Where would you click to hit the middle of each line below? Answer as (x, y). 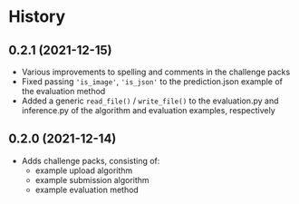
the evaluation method (63, 91)
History (37, 17)
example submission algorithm (92, 180)
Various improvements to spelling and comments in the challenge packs (156, 72)
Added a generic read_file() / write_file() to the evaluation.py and (150, 101)
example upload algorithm (84, 170)
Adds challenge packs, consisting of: (91, 160)
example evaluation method (87, 189)
